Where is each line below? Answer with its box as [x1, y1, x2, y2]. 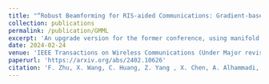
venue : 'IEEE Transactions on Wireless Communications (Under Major [8, 49, 242, 57]
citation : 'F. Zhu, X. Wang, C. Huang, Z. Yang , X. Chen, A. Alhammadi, [8, 64, 260, 72]
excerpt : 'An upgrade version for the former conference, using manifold [8, 34, 260, 42]
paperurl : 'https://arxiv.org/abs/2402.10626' [8, 57, 167, 65]
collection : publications [8, 19, 94, 27]
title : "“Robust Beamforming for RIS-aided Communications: [8, 11, 214, 20]
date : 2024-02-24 [8, 42, 66, 50]
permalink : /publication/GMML [8, 26, 110, 34]
